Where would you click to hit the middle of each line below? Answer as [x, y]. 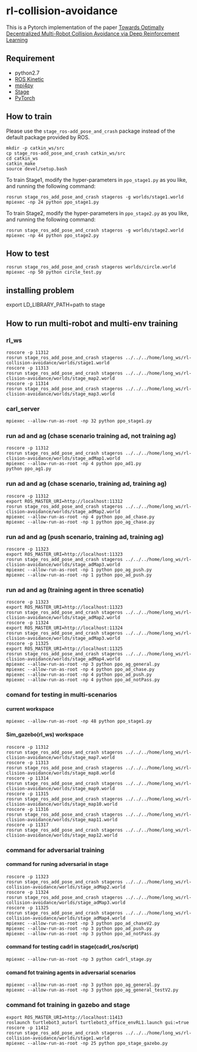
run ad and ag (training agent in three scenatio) [75, 589]
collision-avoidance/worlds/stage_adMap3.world [66, 902]
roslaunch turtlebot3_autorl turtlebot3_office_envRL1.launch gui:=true [98, 1022]
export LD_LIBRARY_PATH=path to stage [56, 305]
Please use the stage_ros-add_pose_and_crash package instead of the [91, 131]
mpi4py [24, 85]
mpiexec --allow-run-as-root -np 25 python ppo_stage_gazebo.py [87, 1043]
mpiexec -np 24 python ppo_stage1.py [53, 202]
